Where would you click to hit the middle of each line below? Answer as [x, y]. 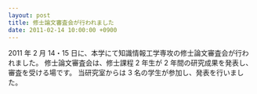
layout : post [29, 15]
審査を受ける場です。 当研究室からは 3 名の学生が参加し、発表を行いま [123, 73]
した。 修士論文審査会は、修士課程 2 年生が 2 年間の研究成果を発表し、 [137, 63]
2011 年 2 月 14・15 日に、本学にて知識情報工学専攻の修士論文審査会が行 [125, 53]
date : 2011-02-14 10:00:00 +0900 [63, 30]
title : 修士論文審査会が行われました [62, 23]
